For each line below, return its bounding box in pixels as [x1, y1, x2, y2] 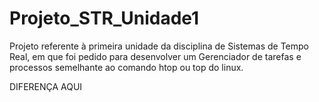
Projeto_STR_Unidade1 [9, 7, 200, 30]
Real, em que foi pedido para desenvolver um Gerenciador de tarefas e [9, 50, 302, 62]
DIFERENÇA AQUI [9, 80, 83, 92]
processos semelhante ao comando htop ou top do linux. [9, 61, 244, 73]
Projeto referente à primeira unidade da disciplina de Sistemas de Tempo [9, 40, 309, 52]
